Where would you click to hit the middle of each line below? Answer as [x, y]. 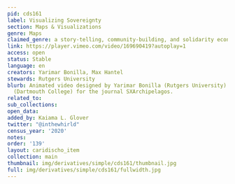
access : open [26, 53]
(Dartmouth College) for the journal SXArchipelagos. [93, 92]
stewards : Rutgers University [51, 79]
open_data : [23, 111]
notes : [17, 137]
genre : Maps [24, 33]
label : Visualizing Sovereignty [54, 20]
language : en [26, 66]
